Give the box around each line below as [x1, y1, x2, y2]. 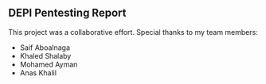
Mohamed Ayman [19, 59, 78, 69]
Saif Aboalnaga [19, 43, 70, 52]
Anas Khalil [19, 67, 57, 78]
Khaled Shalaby [19, 51, 72, 60]
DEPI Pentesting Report [8, 6, 127, 20]
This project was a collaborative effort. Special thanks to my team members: [8, 27, 259, 36]
